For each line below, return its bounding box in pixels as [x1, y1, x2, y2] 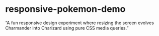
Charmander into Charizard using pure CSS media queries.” [5, 25, 129, 31]
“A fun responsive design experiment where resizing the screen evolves [5, 20, 154, 26]
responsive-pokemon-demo [5, 3, 126, 15]
